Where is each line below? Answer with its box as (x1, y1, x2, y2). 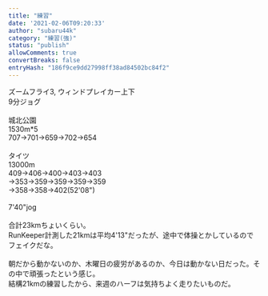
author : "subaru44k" (8, 26, 78, 34)
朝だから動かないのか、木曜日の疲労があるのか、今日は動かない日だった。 (8, 258, 254, 268)
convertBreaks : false (8, 57, 81, 65)
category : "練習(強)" (8, 34, 77, 42)
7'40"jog (8, 202, 38, 212)
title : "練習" (8, 11, 54, 20)
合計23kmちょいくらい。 (8, 220, 90, 230)
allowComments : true (8, 49, 78, 57)
